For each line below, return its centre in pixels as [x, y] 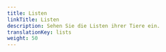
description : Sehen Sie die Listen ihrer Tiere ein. [84, 26]
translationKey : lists [39, 32]
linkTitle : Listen [33, 20]
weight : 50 [23, 38]
